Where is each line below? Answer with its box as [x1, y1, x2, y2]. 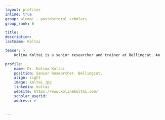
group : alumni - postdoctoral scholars [5, 16, 87, 21]
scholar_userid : [14, 93, 48, 99]
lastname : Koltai [5, 39, 41, 44]
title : [5, 30, 19, 35]
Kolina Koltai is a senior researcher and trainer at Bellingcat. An [14, 52, 161, 57]
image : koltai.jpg [14, 80, 52, 85]
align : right [14, 75, 41, 80]
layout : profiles [5, 7, 41, 12]
